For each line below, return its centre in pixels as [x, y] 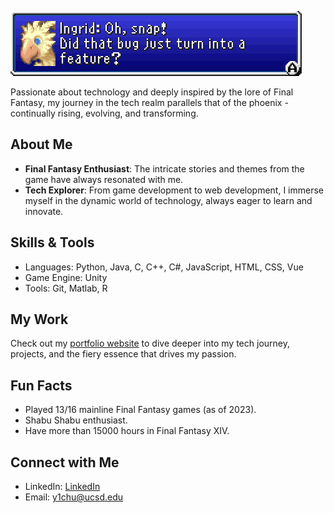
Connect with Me [65, 462]
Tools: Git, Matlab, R [66, 288]
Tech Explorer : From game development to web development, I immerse [174, 190]
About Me [41, 144]
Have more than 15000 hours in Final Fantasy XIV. [127, 431]
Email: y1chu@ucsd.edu [74, 497]
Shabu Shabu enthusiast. [76, 420]
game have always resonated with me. [104, 179]
